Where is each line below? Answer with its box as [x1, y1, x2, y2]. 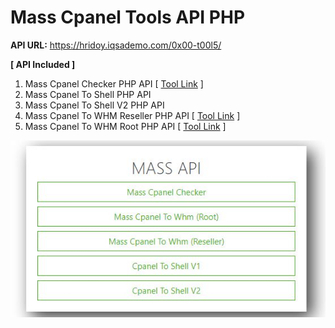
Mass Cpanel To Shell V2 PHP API [24, 99, 165, 111]
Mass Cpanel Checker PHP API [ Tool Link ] [24, 77, 204, 90]
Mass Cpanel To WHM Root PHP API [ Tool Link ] [24, 120, 227, 132]
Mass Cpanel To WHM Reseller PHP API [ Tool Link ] [24, 109, 241, 121]
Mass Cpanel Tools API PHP [10, 6, 246, 29]
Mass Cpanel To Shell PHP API [24, 88, 152, 100]
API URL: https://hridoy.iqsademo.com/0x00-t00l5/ [10, 39, 222, 51]
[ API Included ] [10, 58, 76, 70]
